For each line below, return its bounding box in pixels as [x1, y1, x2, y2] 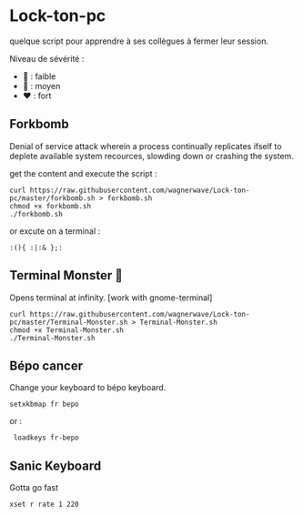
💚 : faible [22, 70, 56, 82]
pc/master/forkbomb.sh [9, 193, 96, 203]
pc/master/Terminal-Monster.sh [9, 318, 128, 327]
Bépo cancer [9, 358, 84, 373]
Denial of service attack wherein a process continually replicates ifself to [9, 140, 282, 151]
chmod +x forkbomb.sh [9, 201, 92, 210]
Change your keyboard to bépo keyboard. [9, 382, 167, 393]
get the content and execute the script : [9, 167, 157, 178]
